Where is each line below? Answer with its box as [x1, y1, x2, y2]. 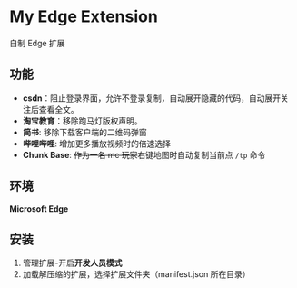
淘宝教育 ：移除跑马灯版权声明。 [22, 115, 143, 126]
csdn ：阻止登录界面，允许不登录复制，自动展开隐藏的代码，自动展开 [22, 93, 282, 104]
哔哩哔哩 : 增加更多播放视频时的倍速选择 [22, 138, 171, 149]
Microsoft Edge [9, 203, 69, 214]
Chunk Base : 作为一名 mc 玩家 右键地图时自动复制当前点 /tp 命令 [22, 149, 266, 160]
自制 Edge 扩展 [9, 37, 65, 48]
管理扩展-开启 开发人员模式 [22, 257, 123, 269]
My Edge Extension [9, 6, 159, 27]
